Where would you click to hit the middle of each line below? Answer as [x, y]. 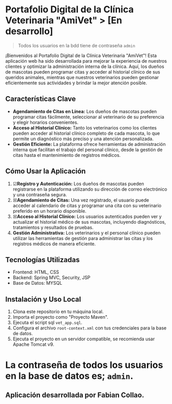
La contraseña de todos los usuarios [84, 365]
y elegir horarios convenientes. [45, 122]
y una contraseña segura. [40, 194]
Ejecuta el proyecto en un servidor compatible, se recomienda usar [84, 339]
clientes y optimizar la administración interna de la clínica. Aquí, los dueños [85, 66]
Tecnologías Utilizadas [43, 260]
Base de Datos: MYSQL [37, 283]
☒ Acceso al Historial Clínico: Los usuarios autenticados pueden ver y [87, 216]
